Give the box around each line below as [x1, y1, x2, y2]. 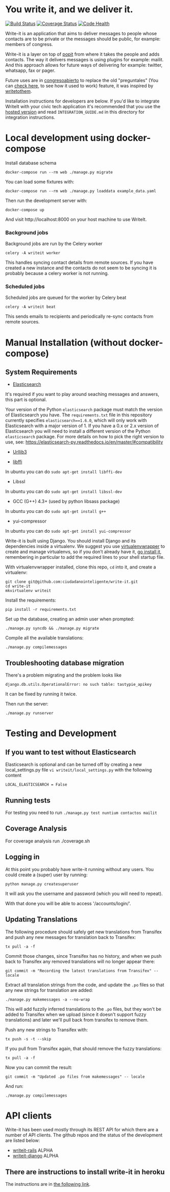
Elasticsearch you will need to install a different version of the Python [5, 428, 151, 434]
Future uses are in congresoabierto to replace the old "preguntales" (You [5, 77, 159, 83]
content [5, 772, 22, 779]
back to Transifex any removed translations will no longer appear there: [5, 958, 155, 964]
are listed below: [5, 1137, 40, 1144]
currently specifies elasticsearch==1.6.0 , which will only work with [5, 417, 147, 424]
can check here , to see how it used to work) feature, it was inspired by [5, 83, 154, 89]
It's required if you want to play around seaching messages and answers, [5, 391, 159, 398]
